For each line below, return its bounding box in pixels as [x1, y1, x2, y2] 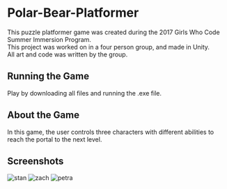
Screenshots [7, 155, 64, 167]
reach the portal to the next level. [7, 135, 102, 144]
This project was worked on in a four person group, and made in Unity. [7, 43, 210, 51]
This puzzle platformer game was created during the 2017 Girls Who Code [7, 28, 221, 36]
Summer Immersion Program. [7, 35, 92, 43]
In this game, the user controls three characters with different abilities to [7, 128, 214, 136]
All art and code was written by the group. [7, 50, 128, 59]
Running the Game [7, 70, 89, 82]
